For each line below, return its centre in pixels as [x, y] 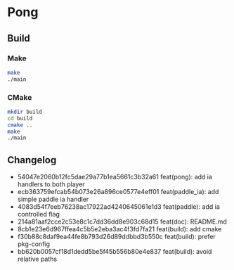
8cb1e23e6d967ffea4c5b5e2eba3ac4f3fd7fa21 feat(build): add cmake [119, 229]
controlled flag [38, 214]
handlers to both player [51, 184]
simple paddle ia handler [53, 199]
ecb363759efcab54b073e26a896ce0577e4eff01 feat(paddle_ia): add [118, 192]
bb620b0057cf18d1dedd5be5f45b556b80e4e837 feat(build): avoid [115, 252]
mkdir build [25, 112]
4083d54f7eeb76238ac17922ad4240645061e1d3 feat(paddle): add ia [118, 207]
